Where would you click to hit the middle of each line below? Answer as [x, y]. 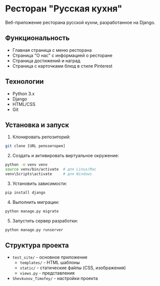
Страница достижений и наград [46, 61]
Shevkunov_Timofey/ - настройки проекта [55, 279]
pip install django [25, 192]
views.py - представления [47, 273]
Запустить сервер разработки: [45, 221]
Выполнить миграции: [36, 202]
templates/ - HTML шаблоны [50, 263]
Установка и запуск [37, 125]
